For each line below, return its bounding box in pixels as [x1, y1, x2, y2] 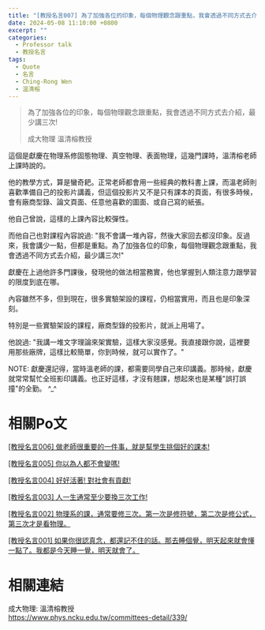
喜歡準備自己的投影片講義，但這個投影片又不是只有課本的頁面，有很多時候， [8, 187, 257, 197]
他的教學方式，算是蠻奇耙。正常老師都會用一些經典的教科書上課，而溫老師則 [8, 178, 257, 187]
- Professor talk [15, 41, 73, 49]
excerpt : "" [8, 26, 47, 34]
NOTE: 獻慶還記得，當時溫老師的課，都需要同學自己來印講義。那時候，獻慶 [8, 364, 252, 373]
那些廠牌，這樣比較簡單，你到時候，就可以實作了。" [14, 347, 185, 357]
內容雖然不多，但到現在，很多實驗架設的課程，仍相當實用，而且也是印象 [8, 294, 243, 304]
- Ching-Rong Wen [15, 77, 73, 85]
